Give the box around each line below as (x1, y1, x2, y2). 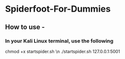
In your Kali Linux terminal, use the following (5, 38, 114, 44)
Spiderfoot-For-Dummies (5, 3, 111, 15)
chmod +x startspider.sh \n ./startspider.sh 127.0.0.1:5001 (5, 48, 121, 54)
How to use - (5, 23, 45, 31)
